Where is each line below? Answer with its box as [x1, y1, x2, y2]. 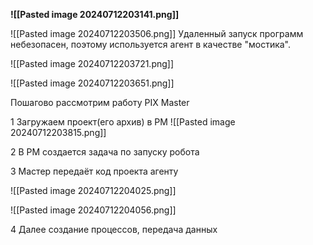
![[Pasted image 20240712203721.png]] [10, 58, 175, 69]
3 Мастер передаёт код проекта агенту [10, 165, 179, 177]
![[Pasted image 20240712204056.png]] [10, 204, 177, 216]
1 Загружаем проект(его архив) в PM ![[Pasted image [10, 116, 236, 128]
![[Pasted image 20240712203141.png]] [10, 9, 180, 20]
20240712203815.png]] [10, 127, 107, 138]
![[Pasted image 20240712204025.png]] [10, 185, 177, 196]
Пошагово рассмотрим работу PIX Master [10, 97, 190, 108]
